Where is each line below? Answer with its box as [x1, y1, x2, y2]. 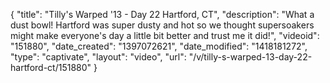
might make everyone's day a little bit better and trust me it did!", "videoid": [10, 30, 320, 41]
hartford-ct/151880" [10, 62, 92, 73]
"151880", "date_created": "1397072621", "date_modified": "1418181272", [10, 40, 308, 52]
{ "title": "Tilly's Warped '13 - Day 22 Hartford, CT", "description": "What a [10, 9, 315, 20]
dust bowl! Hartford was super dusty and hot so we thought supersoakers [10, 19, 315, 31]
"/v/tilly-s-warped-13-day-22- [188, 51, 313, 63]
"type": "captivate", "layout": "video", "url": [10, 51, 187, 63]
